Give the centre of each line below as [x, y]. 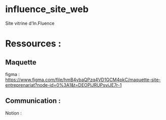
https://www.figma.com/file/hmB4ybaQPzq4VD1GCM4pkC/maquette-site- [83, 80]
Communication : [33, 101]
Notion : [13, 113]
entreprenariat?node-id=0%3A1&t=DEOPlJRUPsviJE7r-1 [64, 85]
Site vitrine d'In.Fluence [30, 23]
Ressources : [33, 44]
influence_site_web [47, 9]
